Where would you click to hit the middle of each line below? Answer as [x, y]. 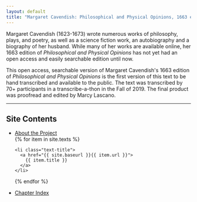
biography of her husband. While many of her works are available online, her [98, 46]
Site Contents [32, 119]
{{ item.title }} [46, 160]
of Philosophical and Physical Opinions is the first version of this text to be [96, 76]
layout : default [26, 11]
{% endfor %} [31, 181]
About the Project [36, 133]
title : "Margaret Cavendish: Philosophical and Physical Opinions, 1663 [97, 17]
